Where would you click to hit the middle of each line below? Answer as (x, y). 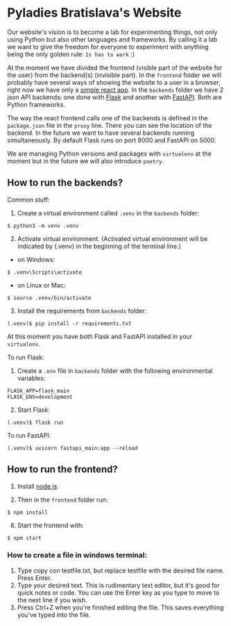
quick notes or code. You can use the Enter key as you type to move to (118, 593)
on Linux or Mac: (41, 285)
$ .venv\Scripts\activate (44, 272)
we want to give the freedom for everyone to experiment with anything (108, 47)
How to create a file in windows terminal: (77, 555)
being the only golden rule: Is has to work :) (71, 54)
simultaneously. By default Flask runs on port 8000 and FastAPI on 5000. (112, 140)
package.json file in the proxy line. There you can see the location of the (110, 125)
